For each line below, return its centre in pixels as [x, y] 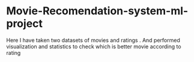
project [25, 24]
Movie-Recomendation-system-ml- [97, 11]
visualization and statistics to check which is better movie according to [94, 46]
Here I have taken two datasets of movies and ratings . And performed [93, 40]
